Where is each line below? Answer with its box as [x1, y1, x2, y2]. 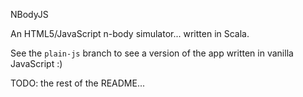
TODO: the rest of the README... [10, 77, 145, 89]
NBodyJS [10, 9, 49, 20]
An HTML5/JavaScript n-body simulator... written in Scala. [10, 28, 250, 39]
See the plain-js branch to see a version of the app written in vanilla [10, 47, 294, 59]
